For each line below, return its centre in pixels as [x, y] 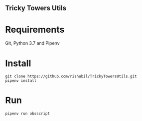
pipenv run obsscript [28, 114]
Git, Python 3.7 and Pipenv [32, 43]
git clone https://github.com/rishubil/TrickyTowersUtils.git [71, 76]
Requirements [35, 30]
